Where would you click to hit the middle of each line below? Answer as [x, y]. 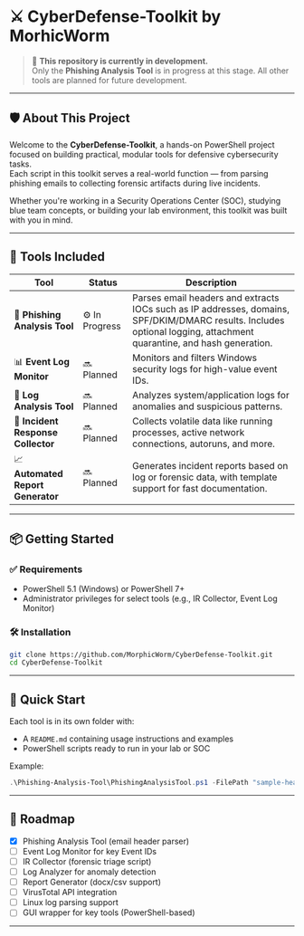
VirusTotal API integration [70, 893]
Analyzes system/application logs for [211, 395]
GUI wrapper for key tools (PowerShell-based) [109, 912]
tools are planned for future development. [109, 80]
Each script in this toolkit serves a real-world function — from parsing [139, 173]
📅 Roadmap [42, 820]
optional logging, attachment [194, 331]
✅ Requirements [46, 569]
